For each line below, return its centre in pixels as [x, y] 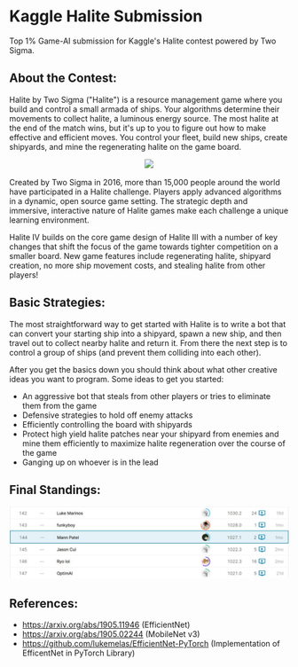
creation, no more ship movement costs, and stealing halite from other [137, 265]
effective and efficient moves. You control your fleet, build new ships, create [149, 137]
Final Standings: [55, 490]
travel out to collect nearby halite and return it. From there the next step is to [149, 342]
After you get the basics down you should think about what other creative [143, 369]
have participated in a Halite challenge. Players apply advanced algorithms [145, 192]
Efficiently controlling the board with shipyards [107, 424]
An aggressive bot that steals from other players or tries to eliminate [146, 396]
